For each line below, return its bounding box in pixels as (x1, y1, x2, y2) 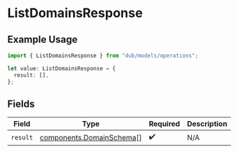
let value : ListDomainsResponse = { (7, 65, 116, 72)
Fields (7, 97, 36, 110)
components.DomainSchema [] (40, 132, 142, 142)
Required (148, 119, 180, 129)
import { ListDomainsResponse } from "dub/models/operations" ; (7, 52, 199, 59)
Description (187, 119, 227, 129)
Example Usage (7, 33, 78, 46)
